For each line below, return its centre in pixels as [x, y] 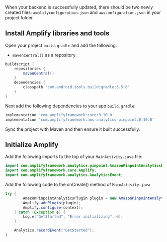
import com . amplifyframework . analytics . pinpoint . [58, 166]
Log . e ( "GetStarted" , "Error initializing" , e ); [73, 217]
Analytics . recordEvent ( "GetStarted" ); [54, 231]
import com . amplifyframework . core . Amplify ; [51, 170]
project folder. [19, 18]
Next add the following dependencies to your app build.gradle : [70, 106]
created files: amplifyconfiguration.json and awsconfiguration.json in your [83, 12]
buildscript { [20, 64]
